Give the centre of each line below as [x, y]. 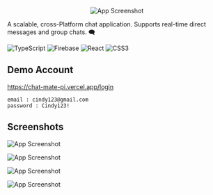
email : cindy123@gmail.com [48, 100]
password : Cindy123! [39, 106]
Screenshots [35, 127]
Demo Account [40, 70]
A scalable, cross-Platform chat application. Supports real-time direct [107, 24]
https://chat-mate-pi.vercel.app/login [61, 86]
